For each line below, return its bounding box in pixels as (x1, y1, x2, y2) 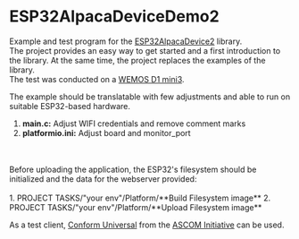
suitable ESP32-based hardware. (9, 100, 131, 111)
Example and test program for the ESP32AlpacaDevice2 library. (9, 36, 243, 47)
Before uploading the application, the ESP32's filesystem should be (9, 164, 257, 175)
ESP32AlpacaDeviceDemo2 (9, 6, 220, 27)
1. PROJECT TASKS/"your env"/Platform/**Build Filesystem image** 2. (9, 192, 271, 203)
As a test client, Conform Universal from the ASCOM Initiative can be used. (9, 219, 285, 230)
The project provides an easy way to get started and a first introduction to (9, 45, 281, 55)
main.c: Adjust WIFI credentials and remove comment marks (21, 118, 246, 129)
